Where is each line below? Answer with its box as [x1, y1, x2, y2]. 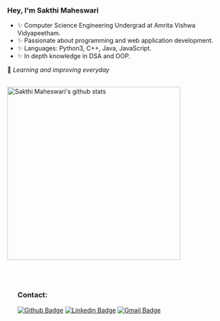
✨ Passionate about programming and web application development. [17, 37, 214, 45]
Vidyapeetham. [17, 29, 61, 37]
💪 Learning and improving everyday [7, 66, 109, 74]
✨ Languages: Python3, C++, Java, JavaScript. [17, 44, 152, 53]
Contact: [17, 290, 48, 300]
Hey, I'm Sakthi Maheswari [7, 6, 99, 15]
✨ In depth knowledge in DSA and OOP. [17, 52, 131, 60]
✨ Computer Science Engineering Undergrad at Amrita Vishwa [17, 21, 196, 30]
